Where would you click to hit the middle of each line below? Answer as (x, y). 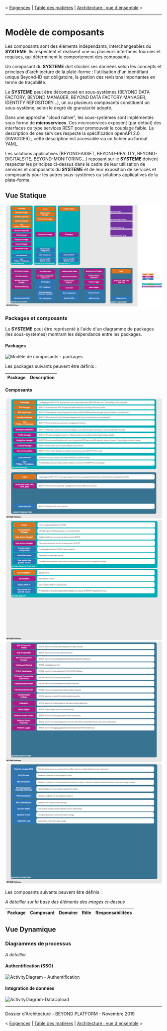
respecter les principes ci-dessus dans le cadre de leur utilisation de (75, 164)
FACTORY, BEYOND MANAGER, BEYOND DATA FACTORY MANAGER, (76, 97)
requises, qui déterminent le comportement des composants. (68, 57)
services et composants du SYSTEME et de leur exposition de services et (81, 169)
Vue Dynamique (31, 930)
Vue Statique (26, 196)
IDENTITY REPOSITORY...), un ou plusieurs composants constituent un (78, 103)
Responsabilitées (114, 913)
